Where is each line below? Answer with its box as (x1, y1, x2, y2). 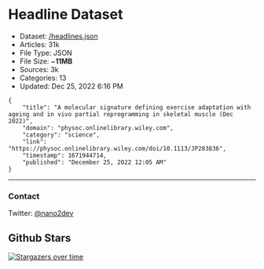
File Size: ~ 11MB (19, 56, 73, 66)
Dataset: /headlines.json (19, 31, 98, 41)
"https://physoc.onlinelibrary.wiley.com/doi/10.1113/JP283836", (8, 144, 226, 152)
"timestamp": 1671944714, (22, 151, 108, 159)
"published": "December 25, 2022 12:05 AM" (22, 158, 167, 166)
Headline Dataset (8, 5, 123, 24)
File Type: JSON (19, 48, 72, 57)
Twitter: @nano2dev (8, 209, 74, 218)
